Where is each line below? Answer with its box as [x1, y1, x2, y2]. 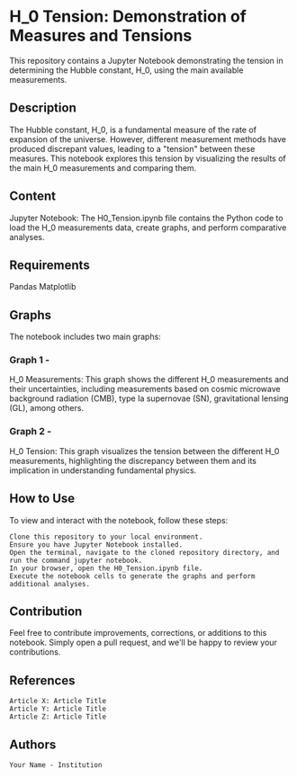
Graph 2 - [9, 425, 52, 438]
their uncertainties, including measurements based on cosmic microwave [9, 384, 281, 395]
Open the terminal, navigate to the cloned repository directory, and [9, 548, 280, 557]
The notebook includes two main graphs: [9, 331, 162, 343]
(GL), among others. [9, 403, 84, 414]
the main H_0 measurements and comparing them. [9, 162, 197, 173]
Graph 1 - [9, 353, 50, 366]
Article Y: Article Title [9, 704, 106, 714]
